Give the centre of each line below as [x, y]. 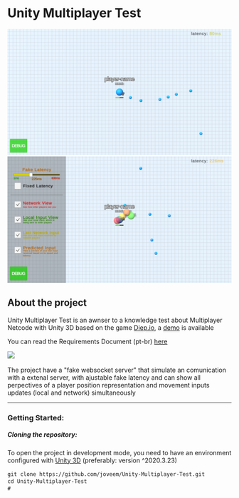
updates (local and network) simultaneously [72, 393]
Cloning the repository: [42, 435]
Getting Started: [36, 417]
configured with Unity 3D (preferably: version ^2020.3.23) [92, 460]
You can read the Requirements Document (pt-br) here [87, 341]
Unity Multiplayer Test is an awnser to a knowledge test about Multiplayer [115, 320]
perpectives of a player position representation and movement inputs [108, 385]
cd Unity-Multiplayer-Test [47, 481]
